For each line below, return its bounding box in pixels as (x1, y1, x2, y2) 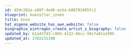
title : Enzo (5, 17, 30, 22)
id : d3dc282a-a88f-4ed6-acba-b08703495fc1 (5, 7, 96, 13)
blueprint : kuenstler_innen (5, 12, 65, 17)
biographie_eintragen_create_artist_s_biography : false (5, 27, 126, 32)
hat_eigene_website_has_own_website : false (5, 21, 99, 27)
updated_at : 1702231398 (5, 36, 56, 41)
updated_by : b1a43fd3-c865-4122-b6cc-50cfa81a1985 (5, 31, 115, 36)
